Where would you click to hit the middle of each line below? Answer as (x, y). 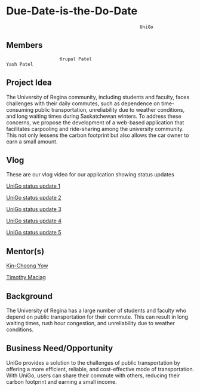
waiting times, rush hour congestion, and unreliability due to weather (90, 323)
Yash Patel (20, 64)
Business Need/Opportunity (60, 348)
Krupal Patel (76, 59)
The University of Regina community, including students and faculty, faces (98, 97)
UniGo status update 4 (34, 221)
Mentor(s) (25, 251)
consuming (20, 109)
